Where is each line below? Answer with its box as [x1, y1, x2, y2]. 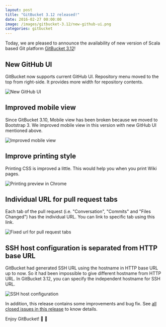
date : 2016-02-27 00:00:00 [5, 17, 62, 22]
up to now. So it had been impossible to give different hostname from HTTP [5, 270, 161, 276]
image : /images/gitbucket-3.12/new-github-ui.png [5, 21, 112, 27]
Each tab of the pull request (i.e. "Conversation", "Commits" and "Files [5, 208, 151, 215]
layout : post [5, 7, 33, 13]
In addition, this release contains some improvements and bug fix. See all [5, 301, 157, 307]
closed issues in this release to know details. [5, 306, 98, 312]
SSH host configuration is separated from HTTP [5, 244, 157, 252]
